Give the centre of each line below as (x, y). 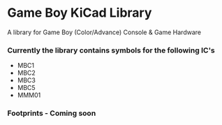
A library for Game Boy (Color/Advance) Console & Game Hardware (104, 32)
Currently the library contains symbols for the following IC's (111, 50)
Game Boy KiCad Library (80, 13)
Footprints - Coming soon (52, 113)
